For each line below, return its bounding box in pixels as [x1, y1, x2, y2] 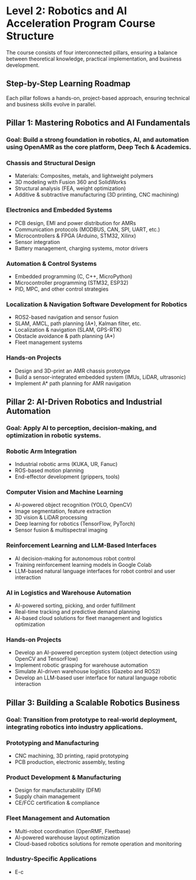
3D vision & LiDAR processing [14, 514, 88, 521]
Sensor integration [14, 238, 60, 245]
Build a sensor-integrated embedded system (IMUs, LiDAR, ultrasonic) [14, 373, 187, 380]
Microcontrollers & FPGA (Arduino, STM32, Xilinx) [14, 232, 136, 239]
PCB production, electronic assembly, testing [14, 758, 125, 765]
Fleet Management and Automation [6, 814, 110, 823]
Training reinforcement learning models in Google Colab [14, 561, 152, 568]
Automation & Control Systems [6, 259, 97, 268]
